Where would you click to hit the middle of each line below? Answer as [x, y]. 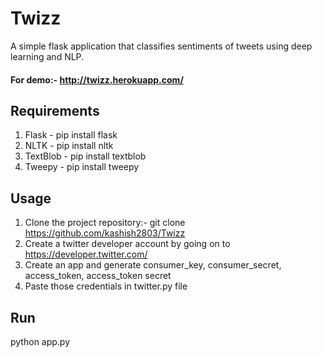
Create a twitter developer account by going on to [127, 244]
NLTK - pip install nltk [69, 146]
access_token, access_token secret [98, 276]
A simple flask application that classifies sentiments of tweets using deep [161, 46]
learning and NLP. [47, 56]
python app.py [40, 341]
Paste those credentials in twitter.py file [106, 286]
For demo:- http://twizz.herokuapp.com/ [97, 79]
